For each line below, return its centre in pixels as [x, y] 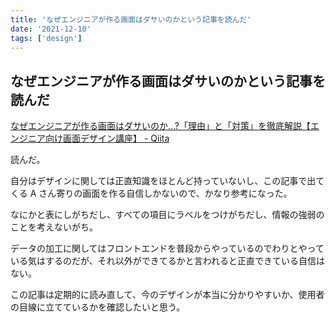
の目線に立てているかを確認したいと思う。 [98, 307]
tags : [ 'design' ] [46, 38]
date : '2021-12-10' [51, 29]
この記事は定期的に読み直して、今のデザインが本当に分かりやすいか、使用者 [167, 295]
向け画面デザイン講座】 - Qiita [107, 138]
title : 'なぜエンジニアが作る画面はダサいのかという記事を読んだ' [131, 19]
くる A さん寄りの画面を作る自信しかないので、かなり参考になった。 [151, 193]
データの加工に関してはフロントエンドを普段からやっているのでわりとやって [167, 248]
